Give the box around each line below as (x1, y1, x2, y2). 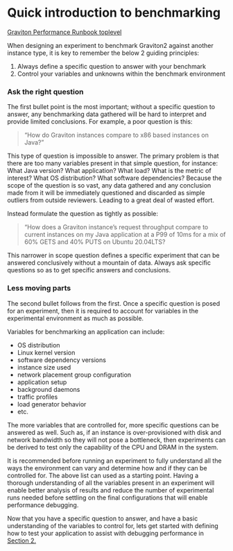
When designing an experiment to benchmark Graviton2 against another (7, 41, 214, 49)
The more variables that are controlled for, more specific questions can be (7, 420, 220, 429)
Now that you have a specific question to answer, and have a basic (7, 514, 198, 523)
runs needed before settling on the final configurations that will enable (7, 493, 208, 502)
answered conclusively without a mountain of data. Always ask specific (7, 258, 212, 267)
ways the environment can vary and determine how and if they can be (7, 463, 207, 472)
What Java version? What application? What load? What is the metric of (7, 167, 212, 175)
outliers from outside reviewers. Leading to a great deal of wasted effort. (7, 196, 215, 204)
